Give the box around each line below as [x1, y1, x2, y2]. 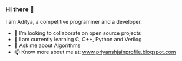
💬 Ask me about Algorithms [14, 42, 81, 49]
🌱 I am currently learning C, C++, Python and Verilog [14, 36, 142, 43]
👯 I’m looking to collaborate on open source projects [14, 30, 141, 37]
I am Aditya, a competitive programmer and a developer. [5, 19, 142, 26]
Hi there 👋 [5, 5, 35, 13]
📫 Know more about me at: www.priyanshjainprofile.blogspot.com [14, 49, 176, 56]
